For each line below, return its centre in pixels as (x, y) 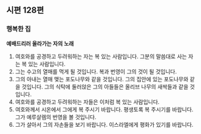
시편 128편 (25, 10)
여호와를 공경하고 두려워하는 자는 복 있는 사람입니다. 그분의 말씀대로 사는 (101, 56)
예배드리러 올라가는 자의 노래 (40, 43)
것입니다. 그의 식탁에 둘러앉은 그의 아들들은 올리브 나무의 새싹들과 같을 (105, 87)
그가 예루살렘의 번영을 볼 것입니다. (56, 117)
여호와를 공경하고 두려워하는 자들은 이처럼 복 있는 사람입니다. (87, 102)
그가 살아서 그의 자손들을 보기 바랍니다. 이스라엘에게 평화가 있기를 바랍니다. (104, 124)
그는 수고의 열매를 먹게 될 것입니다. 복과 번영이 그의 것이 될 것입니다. (96, 72)
